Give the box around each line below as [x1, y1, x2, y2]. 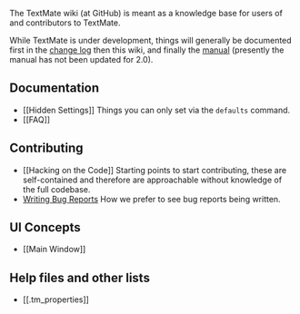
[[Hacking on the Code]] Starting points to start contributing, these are [22, 164, 287, 175]
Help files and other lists [9, 270, 150, 285]
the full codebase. [22, 183, 91, 194]
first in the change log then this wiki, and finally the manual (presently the [9, 44, 285, 55]
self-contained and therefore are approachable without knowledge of [22, 174, 283, 185]
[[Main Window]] [22, 244, 86, 255]
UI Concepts [9, 220, 82, 235]
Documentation [9, 81, 100, 96]
